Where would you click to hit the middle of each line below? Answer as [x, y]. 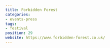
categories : [18, 14]
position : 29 [19, 33]
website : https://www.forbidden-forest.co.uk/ [55, 38]
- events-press [21, 19]
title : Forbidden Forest [31, 10]
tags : [11, 24]
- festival [17, 28]
